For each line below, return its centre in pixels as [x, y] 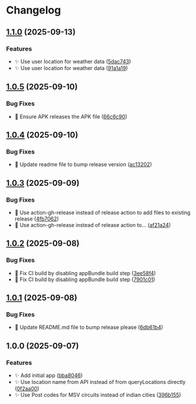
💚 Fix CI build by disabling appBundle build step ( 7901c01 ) [85, 279]
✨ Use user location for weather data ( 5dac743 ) [73, 61]
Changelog [34, 10]
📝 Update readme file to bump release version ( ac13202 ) [83, 165]
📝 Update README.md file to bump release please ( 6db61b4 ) [89, 328]
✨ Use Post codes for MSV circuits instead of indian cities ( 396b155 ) [98, 395]
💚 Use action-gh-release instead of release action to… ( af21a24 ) [93, 225]
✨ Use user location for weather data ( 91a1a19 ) [71, 68]
